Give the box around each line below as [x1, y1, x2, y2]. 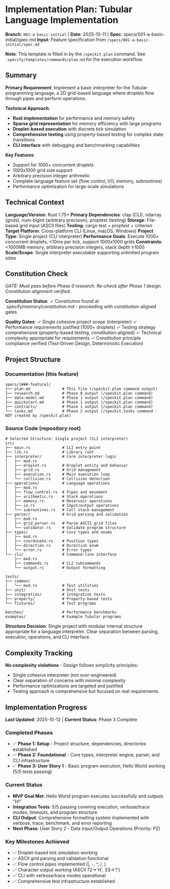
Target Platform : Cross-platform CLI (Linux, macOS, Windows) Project [5, 228, 154, 234]
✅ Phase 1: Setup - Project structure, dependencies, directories [12, 741, 146, 747]
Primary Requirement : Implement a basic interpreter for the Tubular [5, 84, 148, 90]
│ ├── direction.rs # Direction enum [5, 543, 99, 548]
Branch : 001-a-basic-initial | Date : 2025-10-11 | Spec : [5, 31, 123, 37]
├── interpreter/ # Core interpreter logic [5, 454, 117, 459]
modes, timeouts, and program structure [12, 809, 97, 815]
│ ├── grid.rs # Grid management [5, 468, 101, 473]
